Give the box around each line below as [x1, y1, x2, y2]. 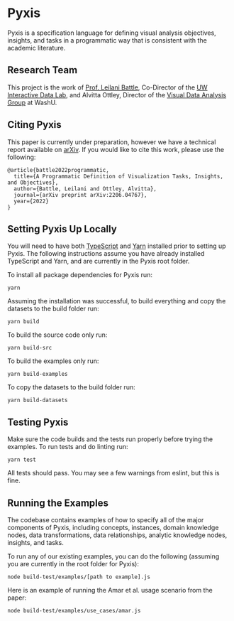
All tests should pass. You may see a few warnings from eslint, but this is [7, 469, 220, 477]
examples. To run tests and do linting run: [7, 443, 129, 451]
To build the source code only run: [7, 330, 108, 339]
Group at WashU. [7, 98, 57, 107]
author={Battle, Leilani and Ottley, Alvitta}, [13, 185, 157, 193]
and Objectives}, [7, 179, 59, 186]
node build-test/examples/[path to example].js [7, 573, 151, 580]
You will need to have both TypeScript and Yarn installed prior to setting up [7, 242, 226, 250]
